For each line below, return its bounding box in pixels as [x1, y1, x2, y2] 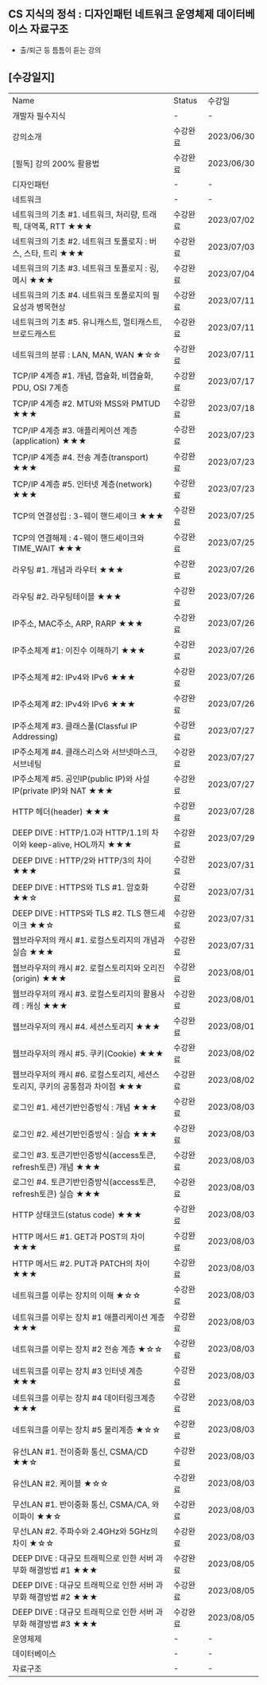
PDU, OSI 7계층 [12, 381, 69, 393]
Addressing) [12, 731, 58, 742]
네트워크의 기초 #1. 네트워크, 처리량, [12, 209, 141, 220]
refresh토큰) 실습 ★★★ [12, 1188, 101, 1199]
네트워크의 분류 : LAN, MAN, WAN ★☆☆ [12, 349, 161, 360]
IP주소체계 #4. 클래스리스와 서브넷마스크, [12, 746, 158, 757]
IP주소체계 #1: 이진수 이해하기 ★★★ [12, 644, 146, 655]
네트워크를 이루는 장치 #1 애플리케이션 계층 [12, 1312, 165, 1323]
